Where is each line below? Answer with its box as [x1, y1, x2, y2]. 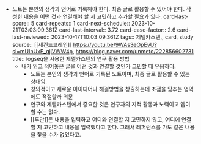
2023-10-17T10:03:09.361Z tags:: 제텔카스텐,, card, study [51, 33, 194, 41]
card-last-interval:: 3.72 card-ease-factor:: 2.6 [59, 26, 176, 33]
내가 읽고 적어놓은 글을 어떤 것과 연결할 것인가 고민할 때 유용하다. [21, 63, 176, 70]
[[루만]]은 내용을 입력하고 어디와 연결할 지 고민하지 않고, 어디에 [30, 116, 180, 123]
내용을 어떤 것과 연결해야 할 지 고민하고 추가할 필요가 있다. [23, 13, 162, 20]
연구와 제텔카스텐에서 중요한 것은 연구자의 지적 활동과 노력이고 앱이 [30, 101, 191, 108]
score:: [12, 20, 30, 27]
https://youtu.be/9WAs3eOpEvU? [73, 41, 157, 48]
